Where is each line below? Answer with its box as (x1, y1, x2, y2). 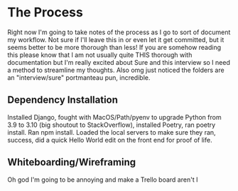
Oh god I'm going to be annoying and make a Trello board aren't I (7, 175, 198, 184)
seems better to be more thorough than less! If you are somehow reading (7, 43, 222, 51)
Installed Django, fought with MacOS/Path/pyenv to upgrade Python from (7, 113, 222, 121)
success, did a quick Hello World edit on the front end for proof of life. (7, 135, 212, 144)
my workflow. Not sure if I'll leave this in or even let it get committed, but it (7, 35, 225, 43)
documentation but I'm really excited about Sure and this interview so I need (7, 58, 231, 66)
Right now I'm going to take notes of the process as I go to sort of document (7, 28, 231, 36)
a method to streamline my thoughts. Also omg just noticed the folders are (7, 66, 225, 74)
